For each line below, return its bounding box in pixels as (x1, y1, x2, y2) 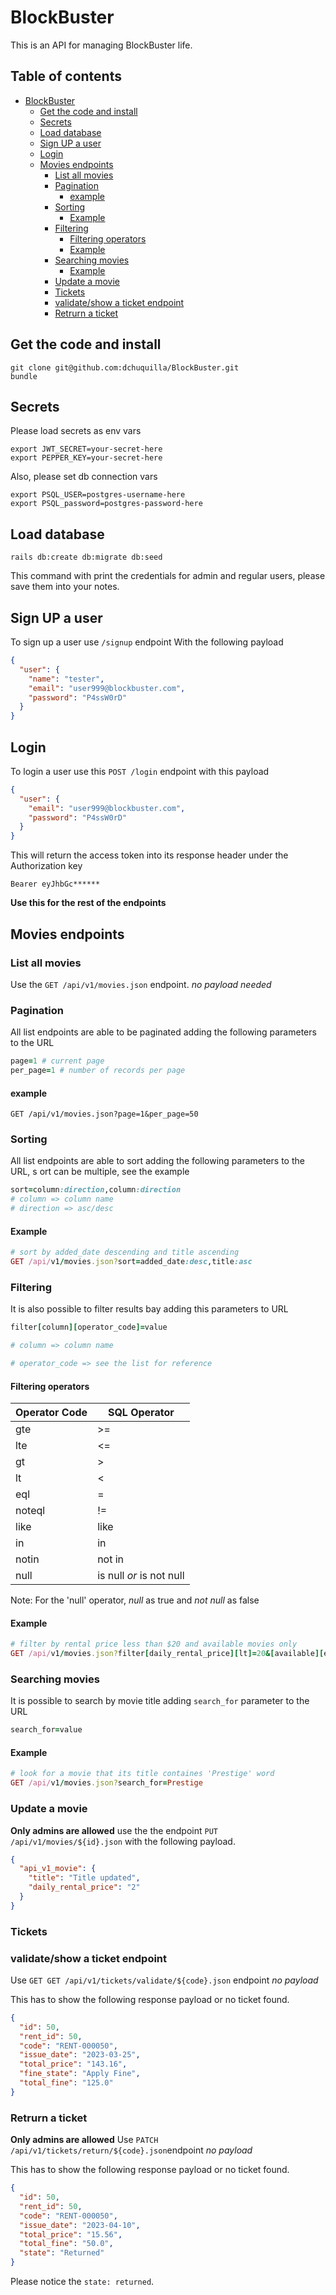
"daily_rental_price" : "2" (28, 1882, 141, 1893)
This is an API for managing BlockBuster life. (10, 39, 193, 51)
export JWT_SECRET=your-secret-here (10, 444, 163, 455)
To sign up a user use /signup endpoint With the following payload (10, 636, 284, 648)
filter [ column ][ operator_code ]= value (10, 1322, 168, 1333)
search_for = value (10, 1725, 83, 1735)
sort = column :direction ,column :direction (10, 1185, 182, 1195)
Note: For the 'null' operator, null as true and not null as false (10, 1594, 260, 1606)
